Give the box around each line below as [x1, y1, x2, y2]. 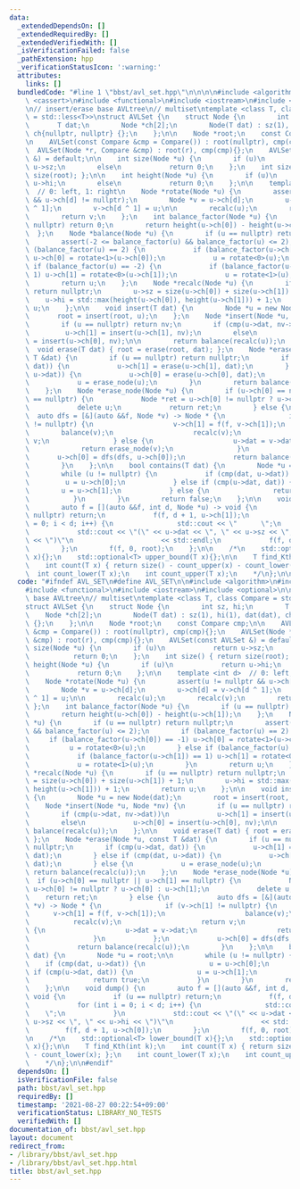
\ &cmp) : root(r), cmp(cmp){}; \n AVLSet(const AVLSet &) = [25, 636, 266, 644]
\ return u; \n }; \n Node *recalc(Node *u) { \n [25, 279, 254, 287]
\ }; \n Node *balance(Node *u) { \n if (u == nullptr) [25, 229, 274, 237]
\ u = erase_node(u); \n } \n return [25, 378, 257, 387]
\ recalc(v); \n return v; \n [25, 918, 246, 927]
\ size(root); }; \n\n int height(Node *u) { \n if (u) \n [25, 170, 278, 179]
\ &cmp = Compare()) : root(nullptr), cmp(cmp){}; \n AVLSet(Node [25, 627, 286, 636]
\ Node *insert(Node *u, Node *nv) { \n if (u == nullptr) [25, 802, 286, 811]
